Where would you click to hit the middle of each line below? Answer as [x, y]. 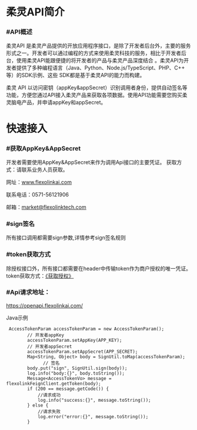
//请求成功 [49, 395]
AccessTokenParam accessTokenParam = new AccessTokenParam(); [86, 329]
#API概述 [19, 32]
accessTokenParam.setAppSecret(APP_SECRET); [83, 351]
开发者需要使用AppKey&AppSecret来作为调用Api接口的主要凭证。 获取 [91, 162]
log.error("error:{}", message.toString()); [93, 416]
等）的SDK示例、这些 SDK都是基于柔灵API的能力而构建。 [76, 75]
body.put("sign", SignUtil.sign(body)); [77, 368]
